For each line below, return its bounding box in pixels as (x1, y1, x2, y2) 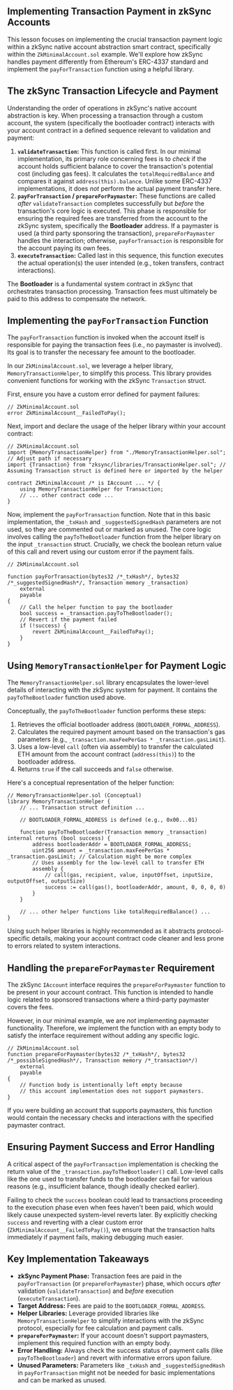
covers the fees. (7, 1003, 54, 1011)
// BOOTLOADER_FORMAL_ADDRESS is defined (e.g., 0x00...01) (20, 817, 198, 824)
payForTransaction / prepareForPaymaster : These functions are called (17, 192, 216, 200)
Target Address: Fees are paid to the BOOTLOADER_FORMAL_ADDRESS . (17, 1301, 206, 1310)
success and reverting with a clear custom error (7, 1218, 143, 1226)
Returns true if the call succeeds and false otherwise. (17, 765, 174, 773)
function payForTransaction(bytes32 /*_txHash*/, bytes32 (7, 573, 179, 580)
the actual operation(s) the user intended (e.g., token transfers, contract (17, 258, 225, 267)
